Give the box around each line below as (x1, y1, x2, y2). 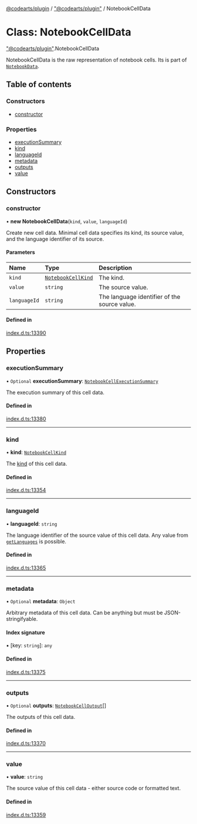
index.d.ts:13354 (6, 487, 46, 494)
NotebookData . (6, 62, 39, 69)
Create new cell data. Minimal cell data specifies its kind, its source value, (6, 229, 184, 236)
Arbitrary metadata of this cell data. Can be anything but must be (6, 609, 163, 616)
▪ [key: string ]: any (6, 642, 53, 649)
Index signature (6, 628, 45, 636)
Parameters (6, 249, 35, 256)
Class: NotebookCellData (6, 26, 132, 39)
